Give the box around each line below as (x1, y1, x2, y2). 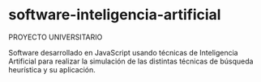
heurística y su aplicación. (8, 64, 96, 74)
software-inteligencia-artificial (8, 6, 221, 24)
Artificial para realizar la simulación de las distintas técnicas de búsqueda (8, 56, 254, 66)
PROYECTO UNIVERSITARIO (8, 32, 103, 42)
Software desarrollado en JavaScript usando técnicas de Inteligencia (8, 47, 238, 57)
